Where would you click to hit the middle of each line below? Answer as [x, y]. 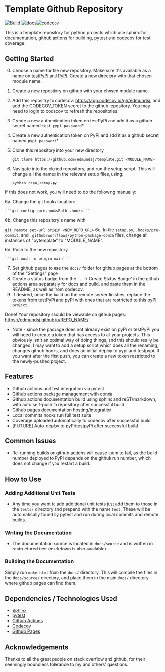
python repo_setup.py [34, 183]
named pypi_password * [35, 140]
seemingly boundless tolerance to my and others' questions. [67, 664]
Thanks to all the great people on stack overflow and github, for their [75, 659]
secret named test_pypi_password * [48, 125]
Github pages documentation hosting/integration [62, 410]
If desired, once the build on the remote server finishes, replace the [81, 294]
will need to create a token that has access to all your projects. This [81, 335]
